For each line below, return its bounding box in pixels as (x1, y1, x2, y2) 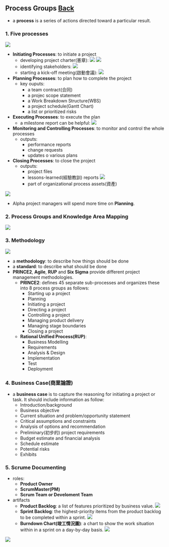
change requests (27, 147, 63, 153)
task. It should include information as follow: (12, 396, 104, 403)
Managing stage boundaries (27, 322, 86, 329)
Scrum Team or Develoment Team (20, 492, 93, 498)
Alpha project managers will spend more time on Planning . (12, 200, 135, 207)
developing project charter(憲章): (20, 57, 89, 63)
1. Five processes (5, 30, 49, 37)
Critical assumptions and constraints (20, 418, 96, 424)
